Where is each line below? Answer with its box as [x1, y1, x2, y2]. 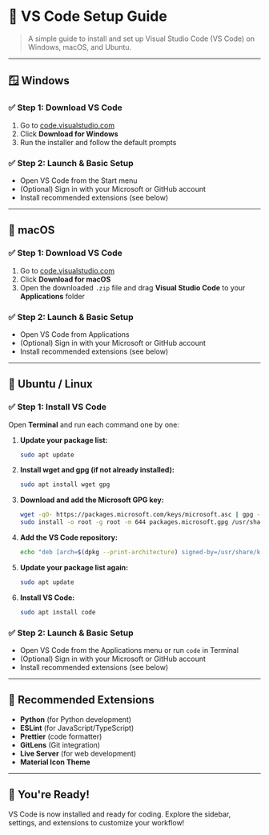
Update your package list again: [19, 562, 129, 572]
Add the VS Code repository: [19, 533, 118, 542]
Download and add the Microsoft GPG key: [19, 495, 164, 505]
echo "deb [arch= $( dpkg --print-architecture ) [19, 549, 179, 557]
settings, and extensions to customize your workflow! [8, 817, 185, 827]
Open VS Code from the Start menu [19, 176, 138, 185]
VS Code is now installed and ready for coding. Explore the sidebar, [8, 809, 231, 819]
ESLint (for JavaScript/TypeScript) [19, 723, 134, 732]
